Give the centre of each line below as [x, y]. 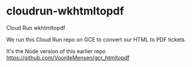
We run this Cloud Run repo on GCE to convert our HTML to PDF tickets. [96, 39]
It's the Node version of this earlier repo [56, 51]
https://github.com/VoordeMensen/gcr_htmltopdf [68, 57]
